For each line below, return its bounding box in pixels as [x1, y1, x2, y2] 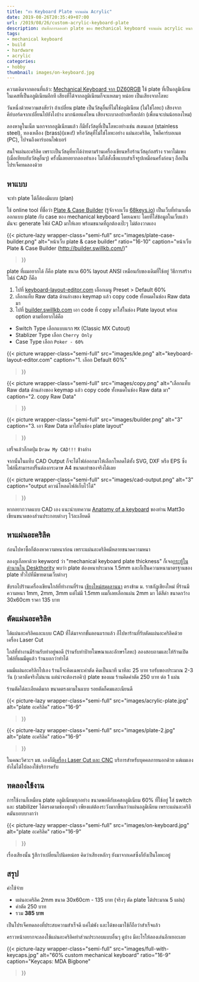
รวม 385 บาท [15, 910, 44, 917]
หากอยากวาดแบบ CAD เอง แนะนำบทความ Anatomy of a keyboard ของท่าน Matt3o [7, 506, 185, 513]
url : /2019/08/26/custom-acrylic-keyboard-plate [7, 20, 129, 26]
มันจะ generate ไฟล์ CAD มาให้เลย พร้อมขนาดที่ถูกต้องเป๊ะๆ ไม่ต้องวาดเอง [7, 220, 156, 227]
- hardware [7, 47, 34, 53]
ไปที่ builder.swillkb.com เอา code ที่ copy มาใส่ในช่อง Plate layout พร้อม [15, 306, 178, 313]
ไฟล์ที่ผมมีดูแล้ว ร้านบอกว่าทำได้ [7, 654, 69, 662]
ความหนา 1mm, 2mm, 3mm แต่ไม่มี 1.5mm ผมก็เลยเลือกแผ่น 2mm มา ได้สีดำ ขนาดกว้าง [7, 589, 190, 596]
